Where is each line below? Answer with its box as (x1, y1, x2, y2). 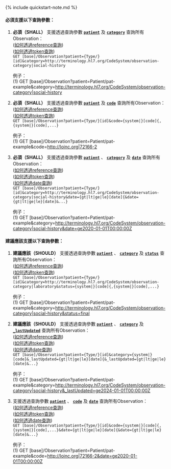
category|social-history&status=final (12, 310, 90, 317)
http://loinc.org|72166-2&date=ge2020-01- (46, 453, 138, 459)
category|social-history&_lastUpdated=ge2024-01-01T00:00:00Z (12, 388, 151, 394)
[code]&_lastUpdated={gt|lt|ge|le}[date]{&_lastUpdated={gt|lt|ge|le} (12, 357, 166, 362)
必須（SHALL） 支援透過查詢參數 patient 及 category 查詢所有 (12, 29, 144, 35)
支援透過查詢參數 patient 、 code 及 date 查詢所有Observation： (12, 398, 148, 404)
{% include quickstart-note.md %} (5, 5, 78, 10)
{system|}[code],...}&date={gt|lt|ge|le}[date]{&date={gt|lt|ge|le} (12, 427, 162, 433)
